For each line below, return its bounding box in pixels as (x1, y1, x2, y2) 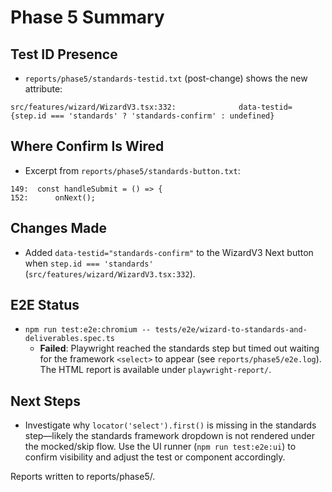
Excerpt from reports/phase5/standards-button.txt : (24, 164, 241, 176)
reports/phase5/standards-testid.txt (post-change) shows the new (24, 72, 308, 84)
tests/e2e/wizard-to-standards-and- (154, 325, 308, 335)
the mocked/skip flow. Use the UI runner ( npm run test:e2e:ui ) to (24, 441, 297, 453)
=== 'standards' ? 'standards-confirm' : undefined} (50, 111, 275, 121)
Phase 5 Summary (10, 6, 165, 29)
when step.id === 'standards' (24, 257, 154, 269)
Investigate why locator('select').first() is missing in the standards (24, 419, 317, 431)
